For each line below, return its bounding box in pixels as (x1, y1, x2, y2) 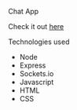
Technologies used (8, 37, 70, 46)
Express (19, 60, 46, 70)
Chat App (8, 7, 39, 16)
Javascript (19, 78, 54, 86)
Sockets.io (19, 69, 54, 78)
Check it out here (8, 22, 64, 31)
